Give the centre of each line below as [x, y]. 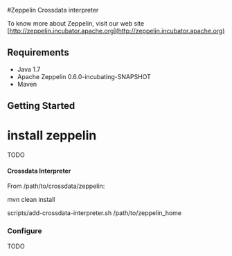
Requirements [38, 52]
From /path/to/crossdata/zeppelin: [56, 186]
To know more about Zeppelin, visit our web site [76, 23]
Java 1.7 [29, 69]
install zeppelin [52, 136]
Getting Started [41, 106]
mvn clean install [31, 200]
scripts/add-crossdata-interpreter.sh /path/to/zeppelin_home [95, 213]
